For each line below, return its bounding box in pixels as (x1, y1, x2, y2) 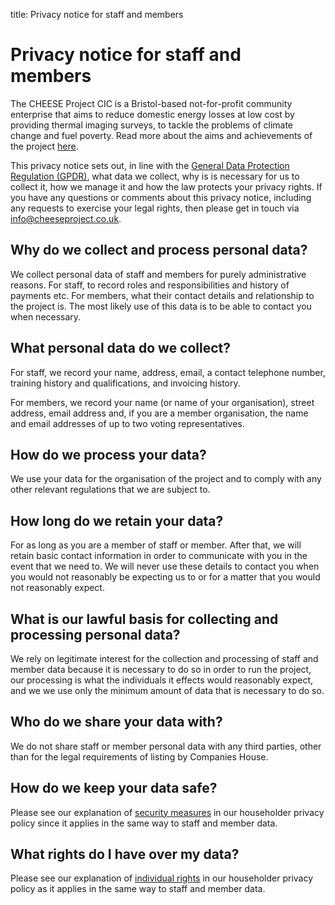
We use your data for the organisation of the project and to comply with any (10, 473, 322, 485)
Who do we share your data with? (10, 714, 223, 731)
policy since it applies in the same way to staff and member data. (10, 817, 278, 829)
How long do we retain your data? (10, 512, 224, 529)
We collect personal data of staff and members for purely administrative (10, 268, 307, 280)
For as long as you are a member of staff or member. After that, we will (10, 539, 302, 551)
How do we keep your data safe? (10, 780, 218, 797)
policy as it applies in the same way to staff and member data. (10, 883, 266, 895)
